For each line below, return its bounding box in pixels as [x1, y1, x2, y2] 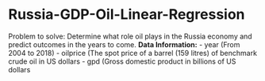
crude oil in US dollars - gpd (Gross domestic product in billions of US [8, 57, 236, 66]
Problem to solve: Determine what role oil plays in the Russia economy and [8, 31, 252, 41]
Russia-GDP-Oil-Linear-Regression [8, 6, 245, 24]
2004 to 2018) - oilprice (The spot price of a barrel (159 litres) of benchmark [8, 48, 258, 57]
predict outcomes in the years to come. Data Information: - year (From [8, 39, 240, 49]
